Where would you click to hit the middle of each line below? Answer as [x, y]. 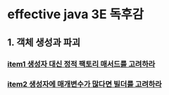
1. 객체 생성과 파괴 [44, 42]
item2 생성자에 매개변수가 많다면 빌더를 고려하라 [84, 85]
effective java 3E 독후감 [76, 14]
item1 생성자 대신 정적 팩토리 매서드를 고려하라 [81, 64]
